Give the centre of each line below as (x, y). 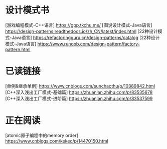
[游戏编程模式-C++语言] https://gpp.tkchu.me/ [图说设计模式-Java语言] (79, 25)
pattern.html (18, 49)
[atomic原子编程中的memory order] (42, 135)
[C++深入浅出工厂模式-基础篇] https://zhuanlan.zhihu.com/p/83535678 (79, 92)
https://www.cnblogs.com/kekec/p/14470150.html (57, 141)
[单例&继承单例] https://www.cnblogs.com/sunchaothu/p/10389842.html (80, 86)
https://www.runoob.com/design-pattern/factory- (89, 43)
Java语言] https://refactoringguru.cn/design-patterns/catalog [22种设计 (86, 37)
